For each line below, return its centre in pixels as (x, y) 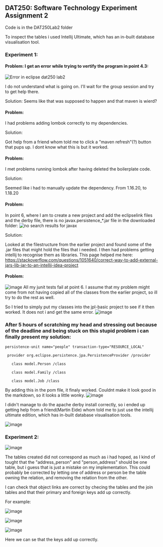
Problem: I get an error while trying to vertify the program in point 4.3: (77, 66)
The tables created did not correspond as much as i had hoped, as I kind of (80, 457)
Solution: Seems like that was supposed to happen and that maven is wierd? (81, 101)
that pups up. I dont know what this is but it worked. (57, 147)
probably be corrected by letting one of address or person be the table (76, 472)
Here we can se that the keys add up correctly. (52, 540)
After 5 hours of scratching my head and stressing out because (81, 324)
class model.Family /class (39, 373)
